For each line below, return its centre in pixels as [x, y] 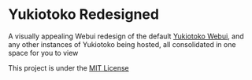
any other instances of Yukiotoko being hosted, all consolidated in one [122, 44]
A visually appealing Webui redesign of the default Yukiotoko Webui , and [126, 36]
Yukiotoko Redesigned [84, 15]
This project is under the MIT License [69, 67]
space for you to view [43, 53]
